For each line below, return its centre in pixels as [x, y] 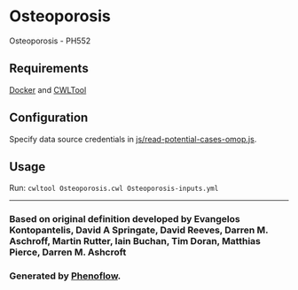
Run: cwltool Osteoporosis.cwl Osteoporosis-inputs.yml [114, 188]
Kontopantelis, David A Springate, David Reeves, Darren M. [139, 230]
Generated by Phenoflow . [65, 276]
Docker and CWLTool [48, 89]
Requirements [49, 69]
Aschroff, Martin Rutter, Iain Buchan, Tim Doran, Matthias [135, 241]
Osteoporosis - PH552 [50, 41]
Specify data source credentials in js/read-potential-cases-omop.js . [133, 139]
